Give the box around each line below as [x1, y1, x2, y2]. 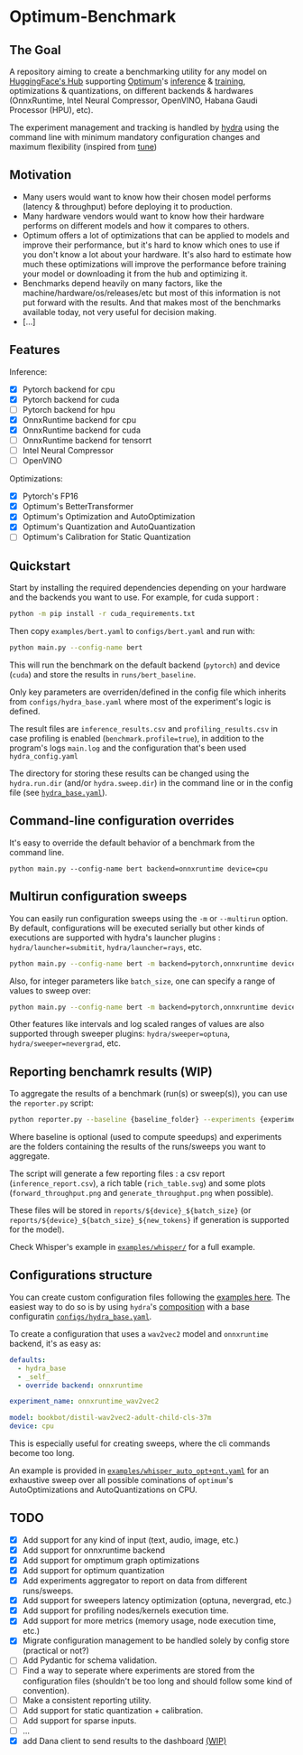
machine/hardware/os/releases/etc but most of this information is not [22, 287, 281, 298]
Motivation [9, 167, 72, 182]
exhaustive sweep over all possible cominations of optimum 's [9, 1475, 234, 1485]
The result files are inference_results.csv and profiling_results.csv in [9, 723, 278, 733]
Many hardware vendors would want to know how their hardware [22, 210, 264, 221]
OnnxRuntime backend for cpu [22, 414, 137, 425]
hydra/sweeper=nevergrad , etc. [9, 1038, 122, 1049]
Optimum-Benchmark [9, 6, 177, 27]
